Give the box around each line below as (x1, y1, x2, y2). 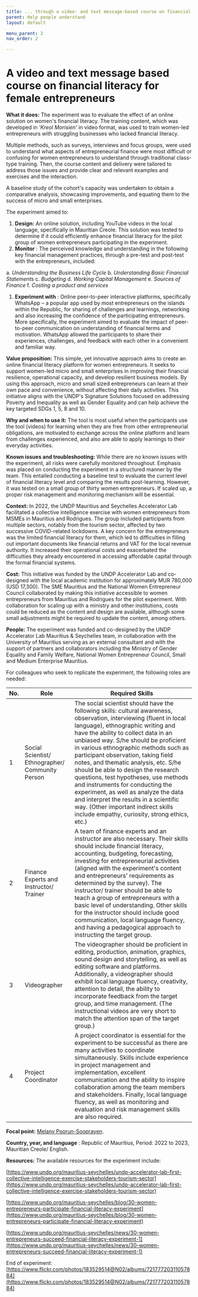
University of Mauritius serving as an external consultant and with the (6, 638, 175, 646)
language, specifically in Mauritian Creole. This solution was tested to (14, 226, 184, 234)
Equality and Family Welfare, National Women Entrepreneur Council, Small (6, 651, 186, 659)
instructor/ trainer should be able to (74, 886, 173, 895)
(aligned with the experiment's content (74, 864, 181, 873)
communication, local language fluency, (74, 916, 185, 924)
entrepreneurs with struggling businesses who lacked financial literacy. (6, 130, 179, 137)
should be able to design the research (74, 766, 180, 774)
